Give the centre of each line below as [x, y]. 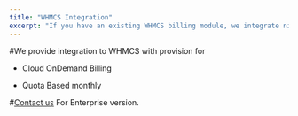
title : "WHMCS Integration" [61, 17]
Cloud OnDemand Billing [67, 68]
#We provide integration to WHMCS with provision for [107, 50]
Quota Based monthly [62, 85]
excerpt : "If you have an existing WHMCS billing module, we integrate [144, 26]
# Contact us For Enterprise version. [74, 102]
